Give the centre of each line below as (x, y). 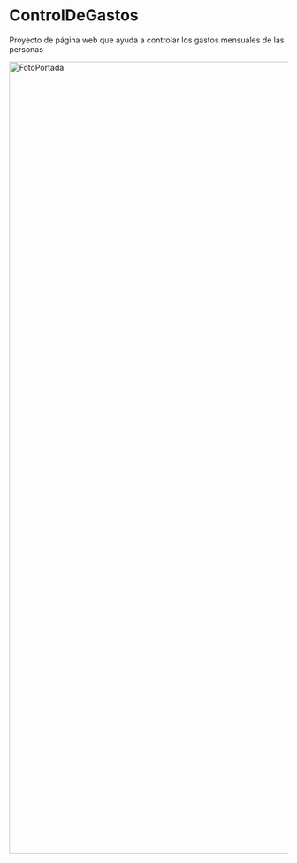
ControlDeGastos (74, 15)
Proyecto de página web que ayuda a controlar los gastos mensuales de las (147, 40)
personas (27, 49)
